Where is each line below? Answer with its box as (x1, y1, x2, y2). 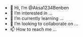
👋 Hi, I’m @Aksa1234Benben (10, 5, 69, 10)
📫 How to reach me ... (10, 26, 57, 32)
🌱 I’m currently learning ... (10, 15, 64, 21)
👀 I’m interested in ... (10, 10, 53, 16)
